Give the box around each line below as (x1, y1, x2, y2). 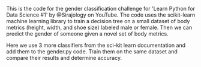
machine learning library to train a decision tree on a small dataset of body (6, 18, 190, 24)
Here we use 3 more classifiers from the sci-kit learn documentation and (6, 42, 186, 49)
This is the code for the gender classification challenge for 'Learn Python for (6, 5, 195, 12)
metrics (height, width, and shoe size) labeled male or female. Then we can (6, 24, 193, 31)
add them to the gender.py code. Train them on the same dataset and (6, 48, 178, 55)
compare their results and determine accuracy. (6, 55, 122, 61)
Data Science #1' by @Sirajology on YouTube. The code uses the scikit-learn (6, 11, 196, 18)
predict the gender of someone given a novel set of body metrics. (6, 30, 169, 37)
